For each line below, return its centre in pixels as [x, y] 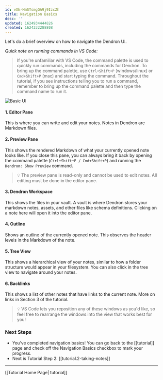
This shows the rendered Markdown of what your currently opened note [77, 150]
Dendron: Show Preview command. [39, 166]
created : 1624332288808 [29, 28]
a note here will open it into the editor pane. [49, 213]
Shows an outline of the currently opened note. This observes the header [78, 235]
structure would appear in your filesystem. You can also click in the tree [77, 267]
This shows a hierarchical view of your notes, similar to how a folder [73, 262]
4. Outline [15, 224]
